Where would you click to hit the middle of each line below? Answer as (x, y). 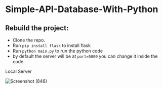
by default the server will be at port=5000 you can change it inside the (85, 56)
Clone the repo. (29, 40)
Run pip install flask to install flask (52, 46)
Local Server (18, 71)
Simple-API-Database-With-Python (82, 9)
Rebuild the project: (37, 28)
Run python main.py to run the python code (57, 51)
